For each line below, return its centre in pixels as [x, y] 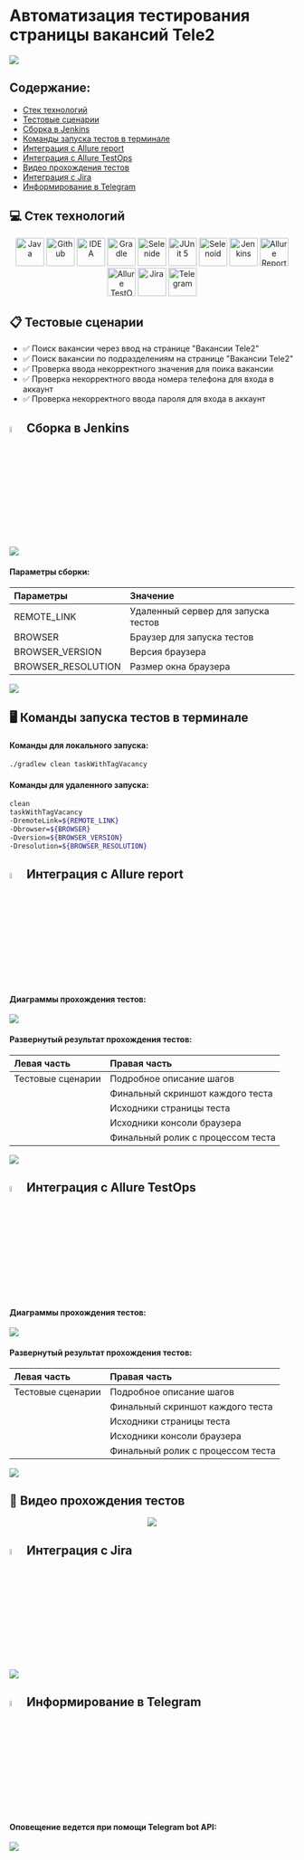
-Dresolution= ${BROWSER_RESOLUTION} [78, 846]
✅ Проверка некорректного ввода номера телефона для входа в [148, 379]
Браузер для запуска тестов [192, 637]
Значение [152, 595]
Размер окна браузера [180, 666]
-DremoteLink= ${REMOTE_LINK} [64, 821]
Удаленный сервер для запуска [199, 611]
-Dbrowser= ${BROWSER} [50, 829]
